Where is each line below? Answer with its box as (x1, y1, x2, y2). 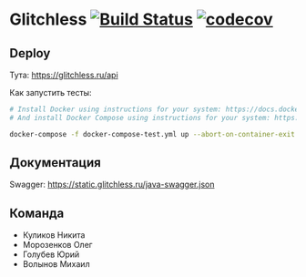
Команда (9, 205, 65, 221)
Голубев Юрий (22, 249, 80, 260)
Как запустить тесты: (9, 87, 93, 97)
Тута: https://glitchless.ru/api (9, 69, 118, 80)
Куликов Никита (22, 230, 86, 241)
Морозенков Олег (22, 240, 93, 251)
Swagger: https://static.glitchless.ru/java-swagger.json (9, 179, 215, 190)
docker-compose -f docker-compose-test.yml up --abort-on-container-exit (9, 129, 296, 138)
